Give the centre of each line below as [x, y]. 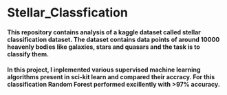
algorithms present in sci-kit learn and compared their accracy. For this [111, 77]
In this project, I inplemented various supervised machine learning [104, 70]
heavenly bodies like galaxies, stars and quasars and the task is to [104, 47]
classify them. [28, 54]
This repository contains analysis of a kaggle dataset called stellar [104, 32]
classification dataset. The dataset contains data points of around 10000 [113, 39]
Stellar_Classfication [68, 13]
